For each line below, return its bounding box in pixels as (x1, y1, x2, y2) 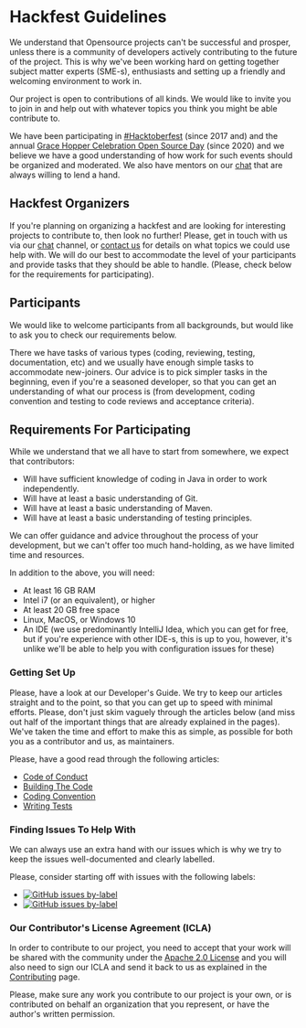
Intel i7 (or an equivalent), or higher (22, 594, 155, 605)
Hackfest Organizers (9, 196, 131, 211)
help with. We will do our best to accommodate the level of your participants (9, 249, 297, 260)
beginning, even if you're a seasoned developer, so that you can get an (9, 376, 277, 387)
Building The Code (22, 780, 93, 792)
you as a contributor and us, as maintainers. (9, 735, 175, 746)
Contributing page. (9, 971, 80, 982)
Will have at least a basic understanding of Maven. (22, 503, 213, 514)
